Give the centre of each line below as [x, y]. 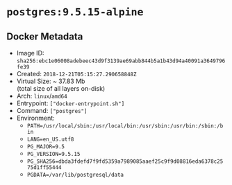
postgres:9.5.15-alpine [75, 12]
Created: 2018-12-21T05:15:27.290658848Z [76, 74]
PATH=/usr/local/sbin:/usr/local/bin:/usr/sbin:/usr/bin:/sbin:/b [125, 126]
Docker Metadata [45, 36]
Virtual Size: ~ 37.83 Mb [51, 81]
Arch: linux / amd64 [42, 96]
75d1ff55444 [44, 168]
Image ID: [30, 53]
